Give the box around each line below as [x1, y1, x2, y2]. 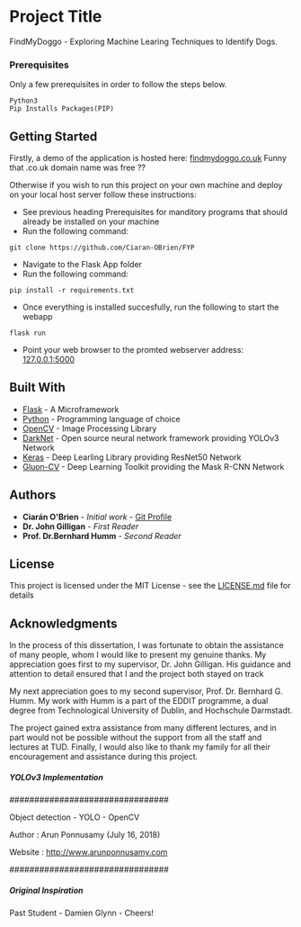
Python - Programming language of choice [22, 413, 181, 424]
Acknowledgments [9, 616, 119, 631]
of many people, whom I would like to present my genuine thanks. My [9, 650, 267, 661]
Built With [9, 380, 66, 395]
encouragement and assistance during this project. [9, 751, 199, 762]
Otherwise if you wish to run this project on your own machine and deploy [9, 180, 283, 191]
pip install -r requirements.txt [9, 286, 135, 295]
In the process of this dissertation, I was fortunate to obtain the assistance [9, 640, 285, 651]
